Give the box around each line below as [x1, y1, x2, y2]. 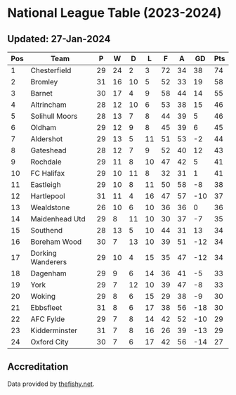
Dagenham [30, 268, 67, 278]
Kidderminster [30, 325, 78, 335]
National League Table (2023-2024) [7, 5, 222, 21]
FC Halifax [30, 169, 65, 178]
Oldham [30, 123, 57, 132]
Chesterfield [30, 65, 72, 75]
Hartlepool [30, 191, 65, 201]
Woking [30, 292, 56, 301]
